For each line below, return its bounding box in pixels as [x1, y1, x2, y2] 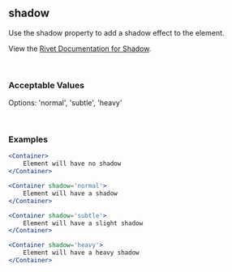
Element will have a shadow [23, 189, 118, 198]
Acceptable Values [8, 79, 85, 91]
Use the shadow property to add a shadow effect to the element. [8, 28, 225, 37]
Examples [8, 134, 49, 145]
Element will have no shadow [23, 159, 122, 168]
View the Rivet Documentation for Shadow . [8, 44, 152, 53]
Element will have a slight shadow [23, 219, 144, 227]
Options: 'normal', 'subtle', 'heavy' [8, 98, 122, 108]
